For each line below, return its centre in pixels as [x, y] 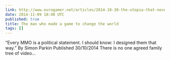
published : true [22, 19]
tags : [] [14, 28]
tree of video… [20, 53]
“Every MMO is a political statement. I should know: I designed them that [81, 42]
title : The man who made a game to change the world [62, 24]
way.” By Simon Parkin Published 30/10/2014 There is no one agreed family [84, 48]
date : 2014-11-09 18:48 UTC [35, 14]
